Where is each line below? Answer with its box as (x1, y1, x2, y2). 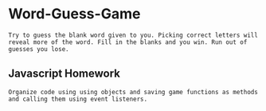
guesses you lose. (8, 45, 69, 53)
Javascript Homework (8, 67, 121, 81)
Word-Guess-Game (8, 5, 141, 23)
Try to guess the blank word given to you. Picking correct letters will (8, 31, 259, 39)
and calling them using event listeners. (8, 95, 148, 103)
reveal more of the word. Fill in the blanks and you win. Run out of (8, 38, 248, 46)
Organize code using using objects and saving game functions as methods (8, 88, 259, 96)
